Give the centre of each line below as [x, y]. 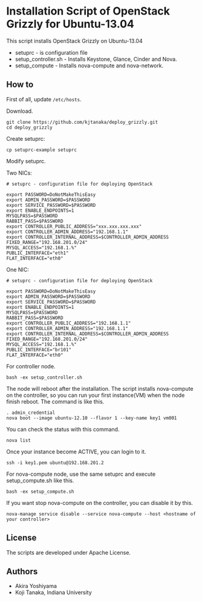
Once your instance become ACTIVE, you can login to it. [76, 451]
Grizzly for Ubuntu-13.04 [70, 24]
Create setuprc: [26, 138]
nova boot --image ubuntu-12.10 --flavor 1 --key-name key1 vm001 [92, 418]
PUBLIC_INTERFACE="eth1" [37, 253]
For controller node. [31, 366]
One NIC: [18, 269]
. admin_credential [31, 413]
